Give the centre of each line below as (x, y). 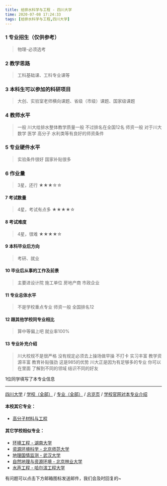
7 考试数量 (16, 197)
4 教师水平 (18, 115)
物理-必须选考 (32, 49)
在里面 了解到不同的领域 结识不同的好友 (58, 368)
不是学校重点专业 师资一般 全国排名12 (56, 307)
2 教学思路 (18, 63)
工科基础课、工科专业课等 (43, 75)
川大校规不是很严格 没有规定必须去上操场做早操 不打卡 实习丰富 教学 (87, 356)
